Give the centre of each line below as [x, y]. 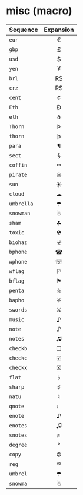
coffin [18, 165]
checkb [18, 348]
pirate [18, 174]
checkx [18, 367]
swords [18, 310]
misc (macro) [39, 11]
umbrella [21, 204]
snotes [18, 435]
